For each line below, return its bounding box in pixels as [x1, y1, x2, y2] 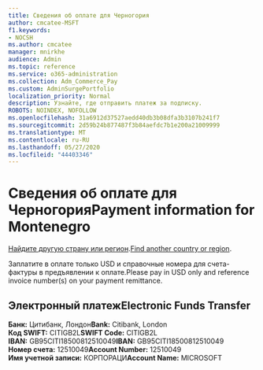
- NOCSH [8, 33, 34, 42]
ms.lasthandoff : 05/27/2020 [8, 143, 101, 151]
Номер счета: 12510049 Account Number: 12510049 [8, 345, 182, 354]
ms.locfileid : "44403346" [8, 150, 93, 158]
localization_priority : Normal [8, 92, 111, 100]
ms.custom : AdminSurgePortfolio [8, 84, 114, 93]
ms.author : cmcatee [8, 41, 72, 49]
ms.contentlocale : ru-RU [8, 135, 90, 144]
